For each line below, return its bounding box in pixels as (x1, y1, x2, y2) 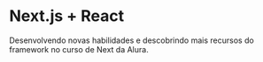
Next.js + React (9, 6, 125, 26)
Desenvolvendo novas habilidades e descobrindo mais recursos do (9, 35, 254, 45)
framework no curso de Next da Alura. (9, 44, 149, 54)
